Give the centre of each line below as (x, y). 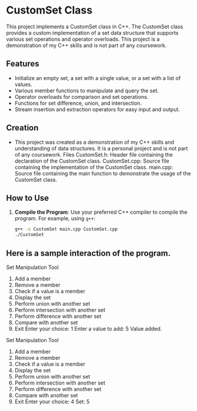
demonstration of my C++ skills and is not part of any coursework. (86, 45)
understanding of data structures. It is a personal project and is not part (101, 148)
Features (23, 64)
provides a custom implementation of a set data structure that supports (92, 32)
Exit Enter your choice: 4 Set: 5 (52, 402)
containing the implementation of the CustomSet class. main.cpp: (94, 167)
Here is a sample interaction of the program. (89, 253)
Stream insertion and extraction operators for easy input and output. (97, 109)
